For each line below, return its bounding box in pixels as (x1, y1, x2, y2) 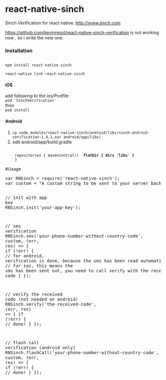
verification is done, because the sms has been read (5, 258, 138, 263)
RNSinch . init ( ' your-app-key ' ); (5, 204, 81, 210)
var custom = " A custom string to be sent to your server (5, 180, 149, 186)
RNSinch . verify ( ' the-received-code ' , (5, 301, 97, 307)
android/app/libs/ (63, 134, 101, 139)
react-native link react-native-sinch (5, 71, 85, 76)
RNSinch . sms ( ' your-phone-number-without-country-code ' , (5, 233, 143, 239)
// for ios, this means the (5, 263, 73, 268)
